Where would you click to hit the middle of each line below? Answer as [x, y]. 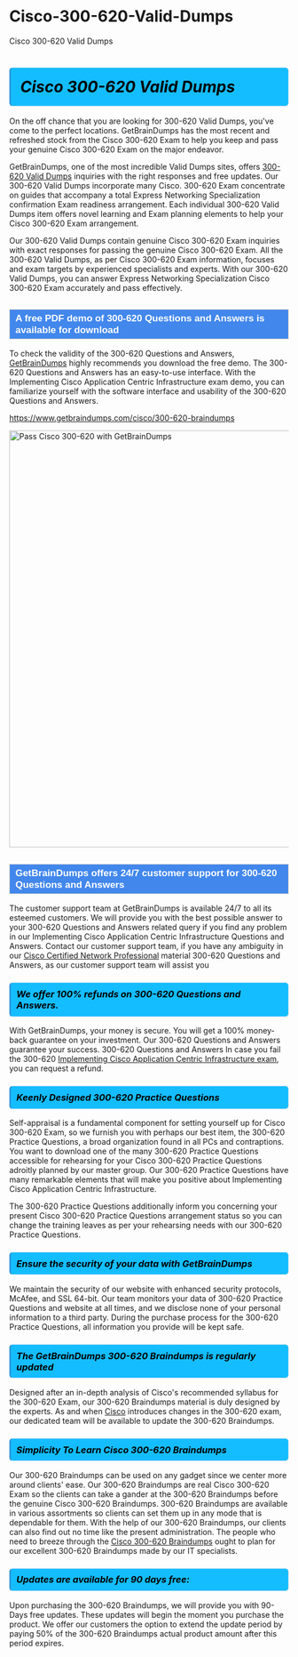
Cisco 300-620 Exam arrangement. [74, 223]
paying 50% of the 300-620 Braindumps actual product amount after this [143, 1633]
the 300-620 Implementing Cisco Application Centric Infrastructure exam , [144, 1059]
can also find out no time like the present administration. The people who [143, 1532]
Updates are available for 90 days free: [103, 1580]
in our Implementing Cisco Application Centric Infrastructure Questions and [147, 937]
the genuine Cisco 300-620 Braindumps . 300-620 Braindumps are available [149, 1503]
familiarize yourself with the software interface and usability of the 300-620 [148, 391]
